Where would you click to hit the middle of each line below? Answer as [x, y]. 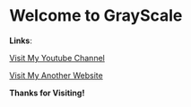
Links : [21, 40]
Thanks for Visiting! [47, 93]
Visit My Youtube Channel [57, 58]
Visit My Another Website [56, 75]
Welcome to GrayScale [96, 16]
